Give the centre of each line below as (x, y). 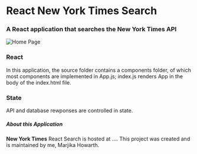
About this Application (35, 124)
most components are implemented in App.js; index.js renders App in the (95, 76)
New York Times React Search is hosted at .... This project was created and (98, 139)
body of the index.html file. (39, 82)
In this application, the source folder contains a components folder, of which (99, 70)
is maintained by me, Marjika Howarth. (53, 145)
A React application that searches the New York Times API (91, 29)
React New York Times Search (82, 11)
